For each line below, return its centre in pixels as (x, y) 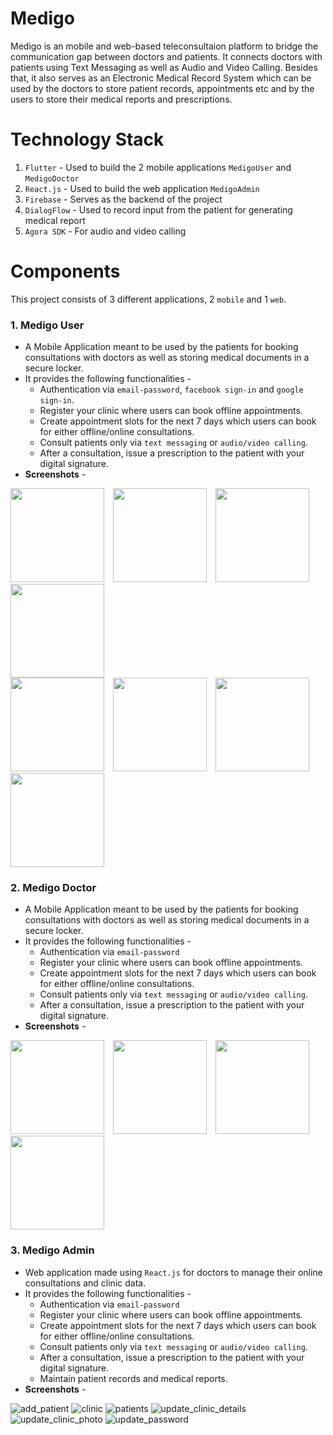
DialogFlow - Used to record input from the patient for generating (158, 209)
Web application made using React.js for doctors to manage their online (173, 1272)
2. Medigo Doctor (53, 888)
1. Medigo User (47, 325)
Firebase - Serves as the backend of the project (123, 199)
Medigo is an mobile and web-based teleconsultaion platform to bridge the (164, 46)
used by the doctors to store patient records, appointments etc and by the (162, 88)
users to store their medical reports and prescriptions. (121, 99)
